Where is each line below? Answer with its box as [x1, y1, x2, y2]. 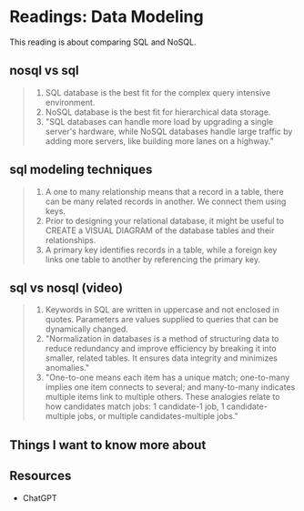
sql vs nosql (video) [9, 280, 124, 295]
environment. [45, 97, 96, 107]
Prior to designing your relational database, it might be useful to [45, 215, 285, 226]
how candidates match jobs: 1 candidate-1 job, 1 [45, 401, 225, 412]
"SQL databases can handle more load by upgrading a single [45, 116, 274, 127]
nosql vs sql [9, 63, 79, 78]
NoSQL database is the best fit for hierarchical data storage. [45, 107, 271, 118]
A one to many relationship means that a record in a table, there [45, 186, 284, 197]
